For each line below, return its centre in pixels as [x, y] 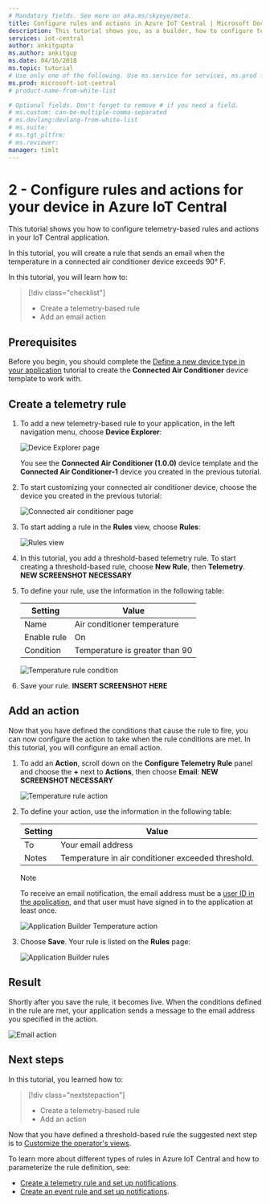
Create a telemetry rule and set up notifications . [99, 1182]
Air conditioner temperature [127, 624]
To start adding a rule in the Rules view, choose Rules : [110, 527]
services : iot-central [46, 38]
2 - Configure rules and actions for [126, 189]
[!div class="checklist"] [67, 293]
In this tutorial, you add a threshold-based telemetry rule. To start [128, 558]
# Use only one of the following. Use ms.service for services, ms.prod [133, 76]
